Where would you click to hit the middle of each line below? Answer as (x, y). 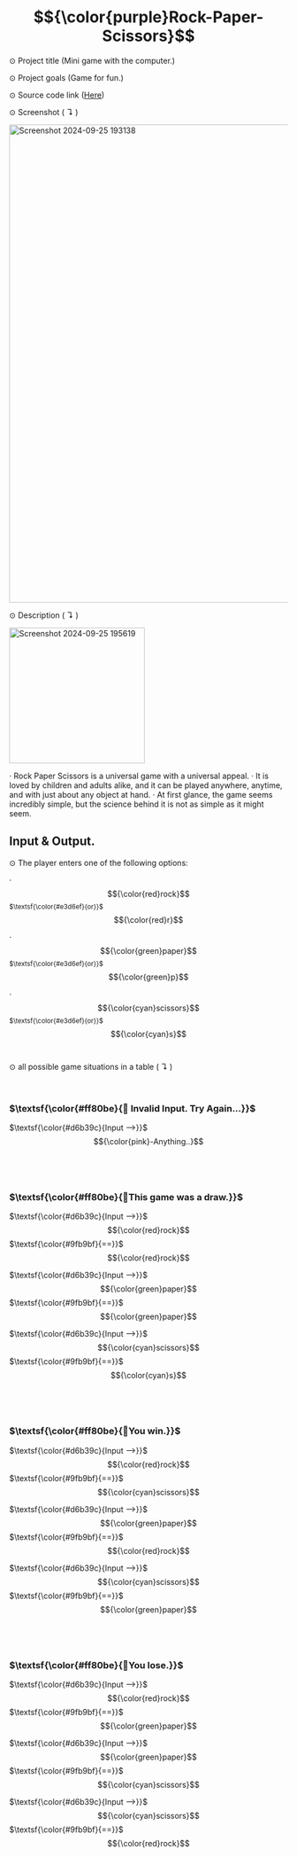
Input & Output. (52, 842)
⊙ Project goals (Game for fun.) (66, 77)
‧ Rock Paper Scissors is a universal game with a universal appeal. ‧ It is (139, 776)
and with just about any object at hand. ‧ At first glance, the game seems (141, 794)
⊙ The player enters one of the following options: (99, 862)
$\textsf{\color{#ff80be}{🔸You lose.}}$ (96, 1665)
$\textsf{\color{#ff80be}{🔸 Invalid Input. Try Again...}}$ (133, 1108)
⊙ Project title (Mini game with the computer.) (92, 60)
